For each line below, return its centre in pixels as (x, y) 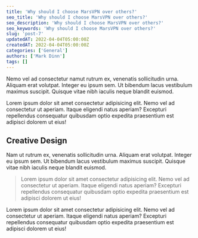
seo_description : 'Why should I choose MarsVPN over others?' (85, 23)
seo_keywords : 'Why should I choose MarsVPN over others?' (81, 28)
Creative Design (37, 140)
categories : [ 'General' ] (37, 51)
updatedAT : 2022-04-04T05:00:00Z (48, 39)
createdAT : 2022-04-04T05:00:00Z (48, 45)
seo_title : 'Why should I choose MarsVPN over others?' (77, 17)
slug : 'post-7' (25, 34)
